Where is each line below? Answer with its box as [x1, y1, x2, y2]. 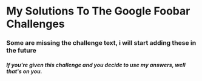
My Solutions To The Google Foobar [6, 4, 190, 18]
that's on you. [6, 68, 42, 75]
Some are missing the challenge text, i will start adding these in [6, 39, 197, 47]
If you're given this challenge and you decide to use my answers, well [6, 61, 186, 68]
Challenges [6, 17, 65, 31]
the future [6, 47, 36, 55]
